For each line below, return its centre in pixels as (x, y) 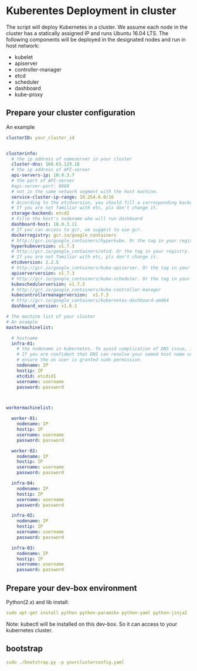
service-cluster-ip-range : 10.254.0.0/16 (63, 197)
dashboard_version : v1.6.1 (44, 306)
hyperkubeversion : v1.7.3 (43, 246)
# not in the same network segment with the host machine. (85, 192)
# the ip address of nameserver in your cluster (72, 159)
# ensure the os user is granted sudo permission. (80, 360)
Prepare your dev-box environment (72, 588)
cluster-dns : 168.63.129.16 (46, 164)
